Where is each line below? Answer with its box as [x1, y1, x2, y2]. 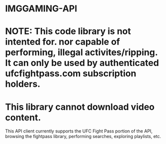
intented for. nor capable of [5, 36, 120, 48]
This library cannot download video [5, 101, 155, 112]
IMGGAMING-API [5, 3, 78, 14]
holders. [5, 78, 41, 90]
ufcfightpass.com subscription [5, 68, 137, 79]
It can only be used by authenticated [5, 58, 159, 69]
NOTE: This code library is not [5, 26, 131, 37]
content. [5, 112, 41, 123]
